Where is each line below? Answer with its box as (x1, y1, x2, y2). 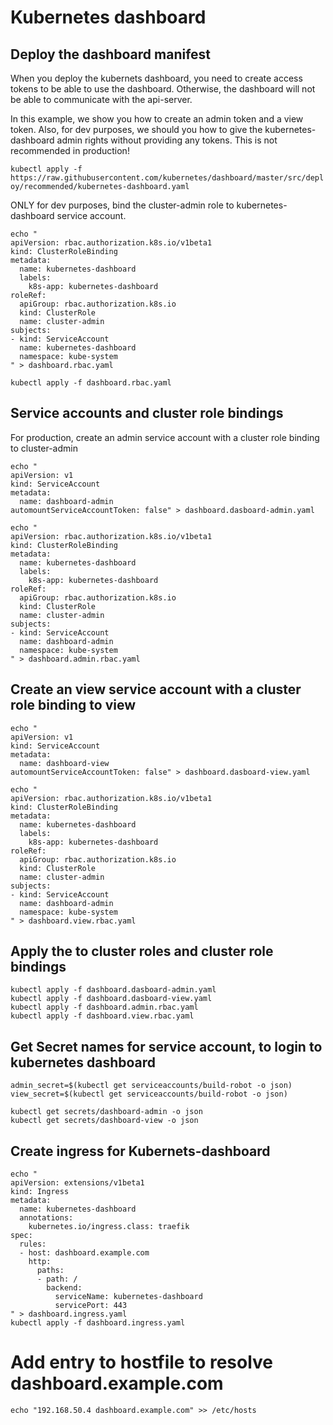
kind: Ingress (10, 1187, 70, 1197)
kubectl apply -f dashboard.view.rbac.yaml (10, 1011, 195, 1021)
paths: (36, 1266, 65, 1276)
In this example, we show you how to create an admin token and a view (10, 113, 304, 125)
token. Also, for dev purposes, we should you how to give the (10, 124, 263, 135)
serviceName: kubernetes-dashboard (54, 1292, 203, 1302)
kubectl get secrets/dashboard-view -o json (10, 1116, 199, 1126)
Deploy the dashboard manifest (10, 46, 212, 63)
